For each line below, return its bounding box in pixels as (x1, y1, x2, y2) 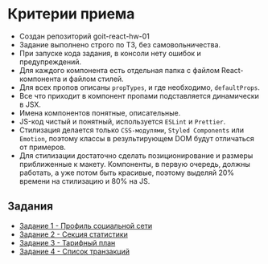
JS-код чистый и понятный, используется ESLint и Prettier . (19, 116, 226, 126)
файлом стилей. (68, 74, 124, 83)
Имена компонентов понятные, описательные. (19, 108, 181, 117)
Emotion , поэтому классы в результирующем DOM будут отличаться (19, 133, 254, 143)
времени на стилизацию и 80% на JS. (19, 176, 150, 185)
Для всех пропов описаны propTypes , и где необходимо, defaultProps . (19, 82, 261, 92)
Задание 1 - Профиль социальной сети (19, 221, 153, 230)
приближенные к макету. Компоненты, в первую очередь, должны (19, 159, 251, 169)
